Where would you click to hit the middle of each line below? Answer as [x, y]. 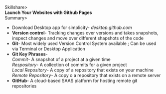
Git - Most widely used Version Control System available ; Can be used [84, 43]
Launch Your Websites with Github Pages [48, 12]
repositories [24, 86]
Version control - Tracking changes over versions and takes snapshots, [85, 33]
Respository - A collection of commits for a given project [69, 65]
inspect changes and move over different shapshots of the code [78, 38]
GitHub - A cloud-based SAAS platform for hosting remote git [75, 80]
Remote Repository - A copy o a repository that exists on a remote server [86, 75]
